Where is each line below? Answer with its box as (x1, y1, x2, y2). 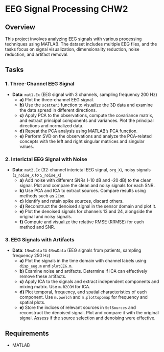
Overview (5, 23, 36, 31)
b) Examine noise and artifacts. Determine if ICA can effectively (19, 268, 148, 274)
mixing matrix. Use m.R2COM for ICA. (19, 284, 91, 290)
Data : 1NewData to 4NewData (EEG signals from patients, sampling (12, 247, 141, 253)
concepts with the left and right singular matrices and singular (19, 138, 145, 144)
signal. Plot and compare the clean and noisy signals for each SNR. (19, 182, 155, 188)
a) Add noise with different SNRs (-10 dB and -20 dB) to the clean (19, 177, 152, 183)
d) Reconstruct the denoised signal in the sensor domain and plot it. (19, 203, 157, 209)
